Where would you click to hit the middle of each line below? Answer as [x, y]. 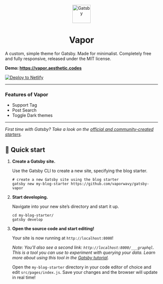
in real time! [24, 277]
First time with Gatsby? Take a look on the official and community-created [79, 129]
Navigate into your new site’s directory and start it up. [65, 206]
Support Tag [24, 105]
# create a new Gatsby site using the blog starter [65, 180]
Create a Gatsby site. [34, 161]
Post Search [24, 110]
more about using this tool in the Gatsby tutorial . [60, 258]
